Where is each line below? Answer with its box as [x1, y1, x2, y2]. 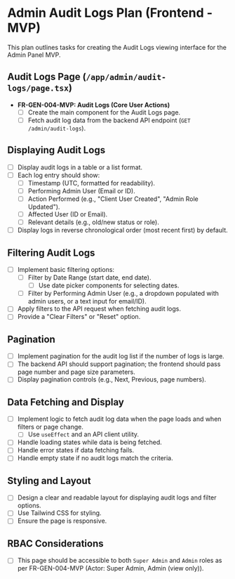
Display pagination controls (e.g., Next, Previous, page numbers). [17, 375, 207, 384]
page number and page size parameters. [17, 367, 135, 377]
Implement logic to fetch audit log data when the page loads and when [17, 415, 222, 423]
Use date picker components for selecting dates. [38, 281, 180, 289]
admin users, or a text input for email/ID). [27, 297, 147, 306]
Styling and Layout [7, 474, 91, 486]
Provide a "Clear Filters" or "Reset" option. [17, 313, 141, 321]
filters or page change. [17, 423, 84, 431]
